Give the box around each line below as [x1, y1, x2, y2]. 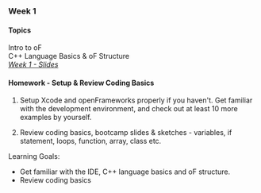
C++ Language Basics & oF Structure [8, 52, 129, 61]
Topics [8, 25, 32, 35]
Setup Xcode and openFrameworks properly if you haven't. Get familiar [19, 95, 253, 105]
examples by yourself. [19, 113, 92, 122]
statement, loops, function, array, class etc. [19, 137, 162, 146]
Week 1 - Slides [8, 60, 59, 69]
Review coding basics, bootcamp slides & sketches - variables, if [19, 128, 232, 137]
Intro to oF [8, 43, 42, 52]
